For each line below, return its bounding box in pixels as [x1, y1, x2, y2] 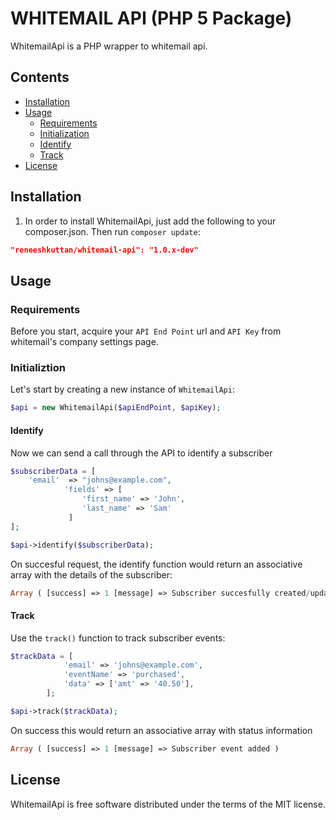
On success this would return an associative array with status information [10, 724, 313, 736]
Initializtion [10, 361, 67, 375]
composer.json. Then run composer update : [24, 225, 201, 237]
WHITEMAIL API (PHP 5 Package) [10, 7, 293, 30]
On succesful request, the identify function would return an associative [10, 558, 303, 570]
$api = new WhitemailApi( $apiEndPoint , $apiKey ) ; [10, 403, 222, 413]
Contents [10, 69, 70, 86]
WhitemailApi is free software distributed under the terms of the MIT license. [10, 798, 326, 810]
